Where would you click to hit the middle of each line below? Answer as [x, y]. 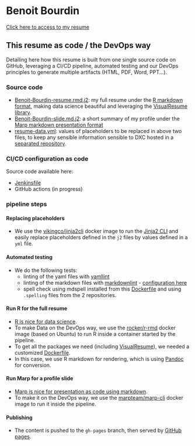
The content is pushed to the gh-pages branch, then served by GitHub [98, 430]
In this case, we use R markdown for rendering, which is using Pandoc [99, 359]
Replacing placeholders [36, 218]
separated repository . [40, 144]
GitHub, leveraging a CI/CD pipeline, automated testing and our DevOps [92, 66]
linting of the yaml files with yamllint [66, 276]
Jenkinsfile [28, 183]
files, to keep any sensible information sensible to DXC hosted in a [94, 137]
